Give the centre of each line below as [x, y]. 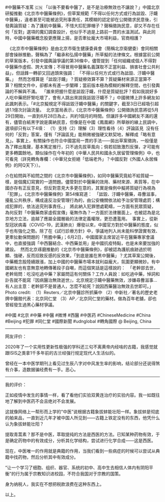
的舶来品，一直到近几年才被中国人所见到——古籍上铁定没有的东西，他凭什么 [82, 418]
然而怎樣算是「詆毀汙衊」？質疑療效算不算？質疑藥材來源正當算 [82, 79]
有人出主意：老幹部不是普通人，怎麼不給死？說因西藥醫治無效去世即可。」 [79, 286]
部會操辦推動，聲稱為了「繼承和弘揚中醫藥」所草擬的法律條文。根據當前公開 [82, 55]
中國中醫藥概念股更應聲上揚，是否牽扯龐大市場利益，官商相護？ [78, 38]
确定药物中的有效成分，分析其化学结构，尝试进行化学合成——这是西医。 [82, 441]
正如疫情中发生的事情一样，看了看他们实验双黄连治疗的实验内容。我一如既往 [82, 395]
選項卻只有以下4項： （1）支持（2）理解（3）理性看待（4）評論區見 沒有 [80, 128]
